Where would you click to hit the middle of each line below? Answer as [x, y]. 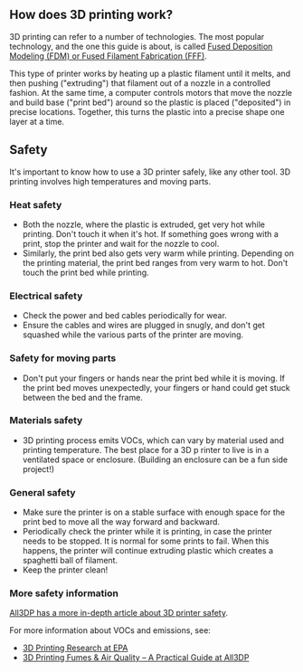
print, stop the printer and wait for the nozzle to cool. [121, 243]
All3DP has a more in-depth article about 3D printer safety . [119, 613]
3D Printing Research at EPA [75, 648]
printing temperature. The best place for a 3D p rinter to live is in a [146, 450]
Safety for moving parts [63, 358]
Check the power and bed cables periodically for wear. [125, 316]
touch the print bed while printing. [85, 272]
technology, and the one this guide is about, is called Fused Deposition [141, 46]
